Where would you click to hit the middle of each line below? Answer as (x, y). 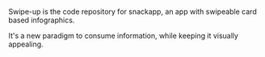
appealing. (26, 44)
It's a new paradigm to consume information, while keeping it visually (123, 36)
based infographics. (42, 20)
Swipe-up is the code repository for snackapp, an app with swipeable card (132, 12)
